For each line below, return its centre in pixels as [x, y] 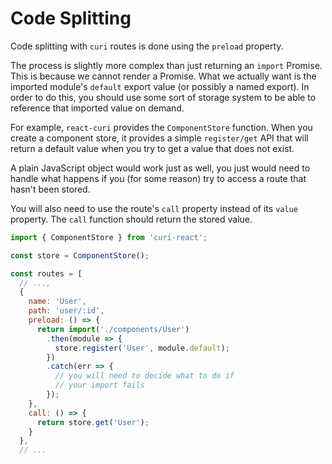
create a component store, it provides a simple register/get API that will [159, 138]
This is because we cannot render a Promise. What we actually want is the [163, 76]
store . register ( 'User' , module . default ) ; [142, 348]
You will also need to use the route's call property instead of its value [154, 208]
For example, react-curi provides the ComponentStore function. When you [161, 127]
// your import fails [99, 385]
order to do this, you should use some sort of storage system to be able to [163, 97]
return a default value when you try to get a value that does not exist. [152, 148]
